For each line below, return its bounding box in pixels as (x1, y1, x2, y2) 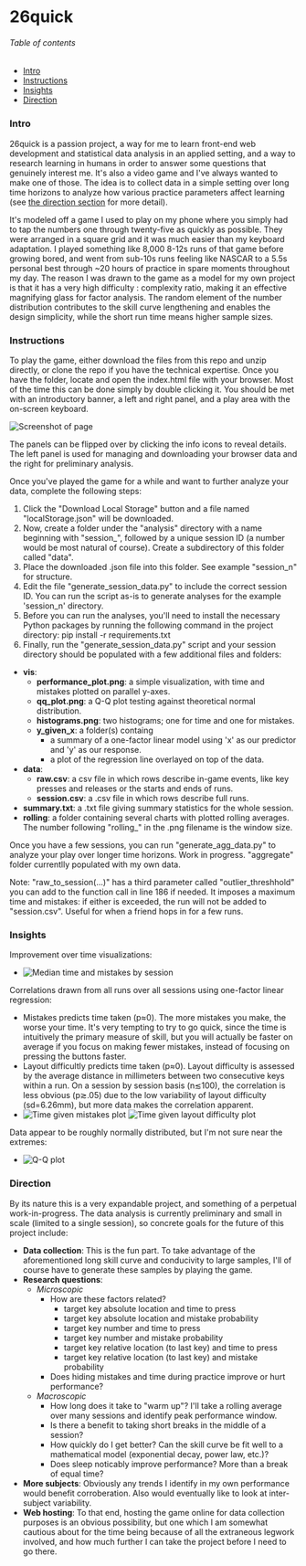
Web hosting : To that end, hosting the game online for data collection (22, 1507, 285, 1518)
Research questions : (22, 1274, 103, 1285)
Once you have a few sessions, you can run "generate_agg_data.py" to (9, 839, 277, 851)
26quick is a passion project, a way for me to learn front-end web (9, 138, 257, 149)
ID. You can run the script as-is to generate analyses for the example (22, 590, 281, 601)
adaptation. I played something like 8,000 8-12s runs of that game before (9, 243, 284, 254)
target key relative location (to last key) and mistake (63, 1351, 259, 1362)
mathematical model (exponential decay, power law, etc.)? (49, 1448, 269, 1459)
